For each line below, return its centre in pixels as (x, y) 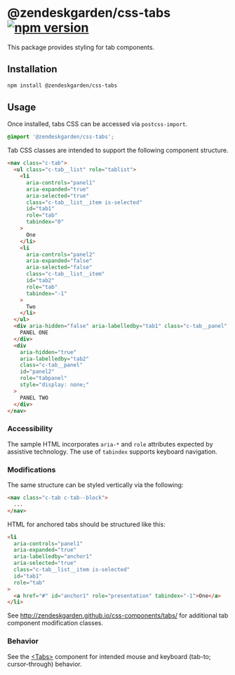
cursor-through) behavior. (45, 664)
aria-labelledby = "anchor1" (53, 557)
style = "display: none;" (55, 385)
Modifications (32, 470)
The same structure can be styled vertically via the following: (95, 485)
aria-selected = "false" (59, 268)
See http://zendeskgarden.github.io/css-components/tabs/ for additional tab (118, 615)
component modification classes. (55, 623)
